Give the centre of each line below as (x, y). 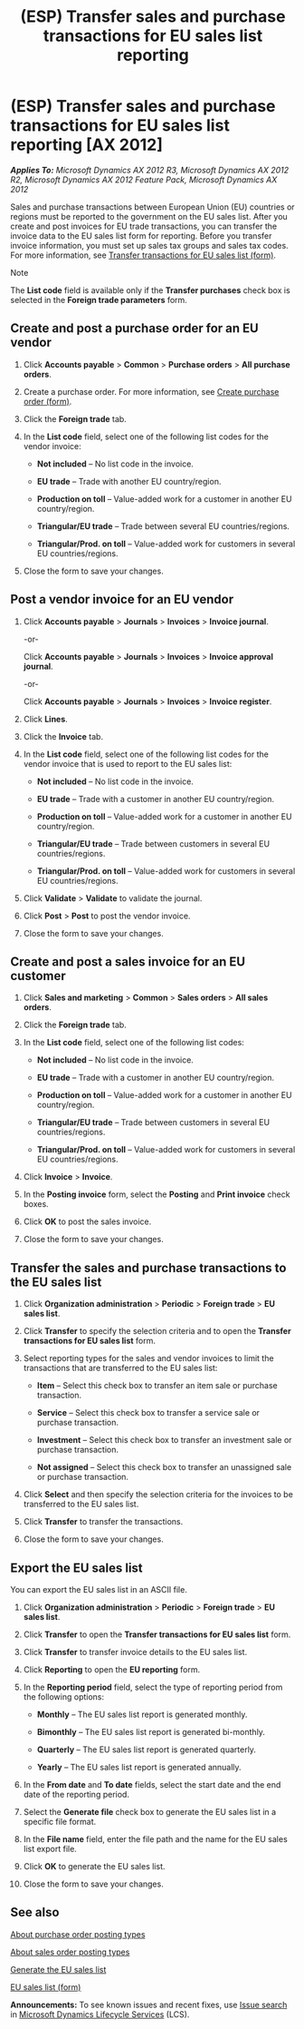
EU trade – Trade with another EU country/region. (129, 481)
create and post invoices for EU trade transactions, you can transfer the (144, 226)
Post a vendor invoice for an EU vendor (122, 599)
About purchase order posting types (78, 1934)
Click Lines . (46, 719)
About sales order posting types (70, 1952)
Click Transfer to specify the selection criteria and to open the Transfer (157, 1331)
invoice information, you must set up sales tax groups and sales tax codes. (149, 245)
